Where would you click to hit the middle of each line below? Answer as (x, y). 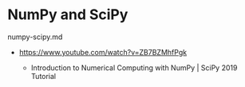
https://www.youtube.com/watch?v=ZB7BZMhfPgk (103, 52)
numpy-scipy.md (35, 37)
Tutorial (43, 76)
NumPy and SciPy (68, 15)
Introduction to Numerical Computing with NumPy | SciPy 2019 (134, 67)
